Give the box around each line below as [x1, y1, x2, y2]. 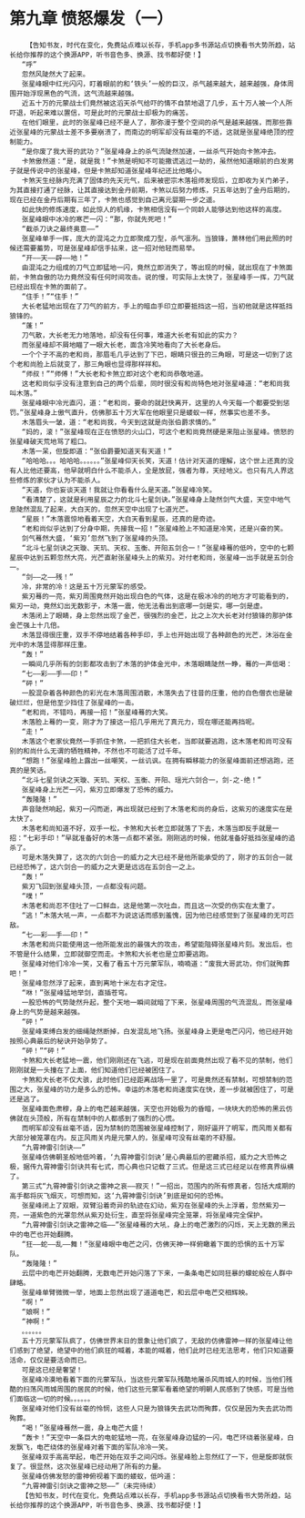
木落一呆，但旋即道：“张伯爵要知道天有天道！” [21, 447, 173, 456]
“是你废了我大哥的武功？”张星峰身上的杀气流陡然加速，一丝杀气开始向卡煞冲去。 [21, 147, 280, 156]
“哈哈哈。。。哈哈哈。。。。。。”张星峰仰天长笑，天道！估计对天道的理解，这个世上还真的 [21, 456, 288, 465]
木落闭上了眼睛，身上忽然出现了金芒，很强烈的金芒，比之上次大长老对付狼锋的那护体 [21, 611, 293, 620]
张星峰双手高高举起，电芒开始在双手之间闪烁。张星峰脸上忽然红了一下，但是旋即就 [21, 1452, 287, 1462]
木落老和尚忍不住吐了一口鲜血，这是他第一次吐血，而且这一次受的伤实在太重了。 [21, 901, 280, 910]
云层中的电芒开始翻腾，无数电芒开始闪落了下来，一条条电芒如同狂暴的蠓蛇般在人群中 [21, 1269, 293, 1278]
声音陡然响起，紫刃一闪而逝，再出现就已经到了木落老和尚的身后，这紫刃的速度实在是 [21, 805, 293, 814]
